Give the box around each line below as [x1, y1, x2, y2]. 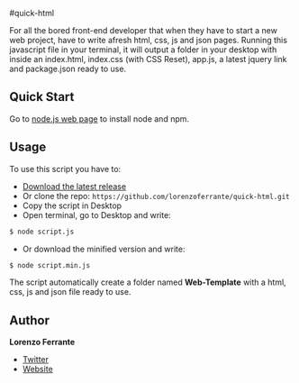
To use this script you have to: [9, 163, 122, 174]
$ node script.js [9, 227, 75, 236]
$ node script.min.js [9, 260, 91, 269]
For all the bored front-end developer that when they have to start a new [9, 25, 277, 35]
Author [9, 313, 50, 328]
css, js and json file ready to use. [9, 287, 131, 297]
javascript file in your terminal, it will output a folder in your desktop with [9, 44, 277, 55]
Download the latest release [22, 180, 127, 192]
